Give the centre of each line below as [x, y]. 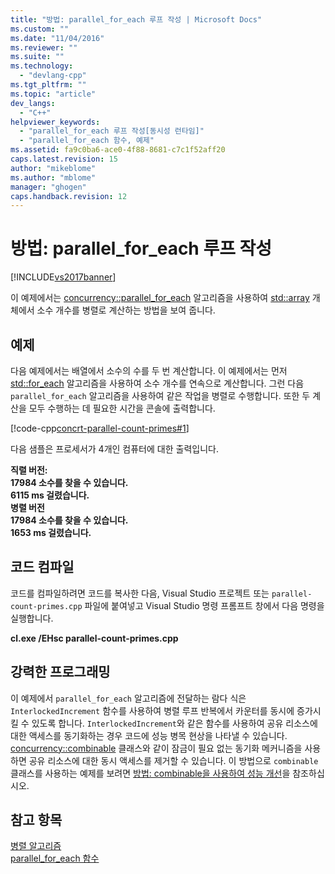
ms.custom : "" [40, 29]
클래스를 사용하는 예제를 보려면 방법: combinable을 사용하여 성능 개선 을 [150, 773]
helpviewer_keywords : [55, 122]
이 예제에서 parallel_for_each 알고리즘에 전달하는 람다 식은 [128, 698]
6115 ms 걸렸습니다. [50, 495]
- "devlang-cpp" [53, 76]
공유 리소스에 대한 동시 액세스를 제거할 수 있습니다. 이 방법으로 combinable [173, 760]
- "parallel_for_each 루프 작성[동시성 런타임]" [112, 131]
